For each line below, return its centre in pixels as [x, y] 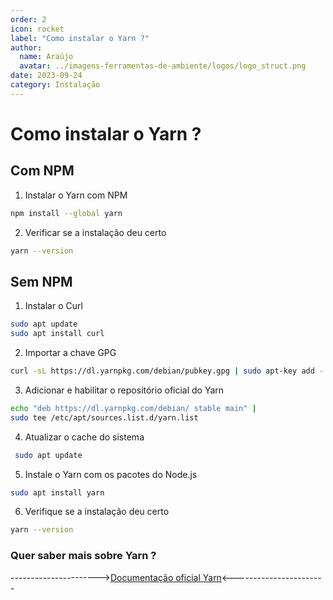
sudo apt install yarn [57, 492]
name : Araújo [46, 57]
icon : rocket [37, 29]
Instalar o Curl [53, 306]
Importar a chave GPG [70, 353]
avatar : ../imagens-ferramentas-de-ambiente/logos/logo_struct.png [163, 66]
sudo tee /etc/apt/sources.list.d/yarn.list [104, 417]
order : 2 [28, 19]
